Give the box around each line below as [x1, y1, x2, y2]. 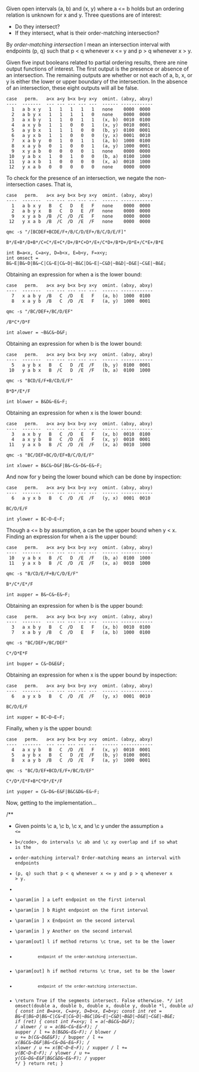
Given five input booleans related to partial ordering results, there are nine [6, 59, 188, 66]
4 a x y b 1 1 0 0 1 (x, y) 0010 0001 [11, 122, 151, 128]
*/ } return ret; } [14, 1060, 64, 1067]
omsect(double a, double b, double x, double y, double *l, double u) [14, 1003, 194, 1009]
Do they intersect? [14, 23, 60, 30]
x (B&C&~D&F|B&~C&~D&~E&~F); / [14, 1039, 91, 1046]
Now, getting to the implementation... [6, 799, 97, 806]
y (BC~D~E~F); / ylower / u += [14, 1050, 91, 1056]
